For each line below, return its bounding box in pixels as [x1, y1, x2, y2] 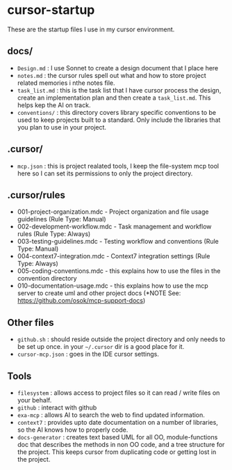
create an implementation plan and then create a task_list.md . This [17, 93, 211, 102]
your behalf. [17, 396, 52, 404]
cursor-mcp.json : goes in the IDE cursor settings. [17, 350, 160, 359]
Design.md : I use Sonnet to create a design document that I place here [17, 63, 219, 72]
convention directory [17, 274, 78, 283]
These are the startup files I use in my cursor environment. [7, 25, 175, 33]
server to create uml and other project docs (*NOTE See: [17, 289, 181, 297]
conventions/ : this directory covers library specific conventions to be [17, 108, 217, 116]
